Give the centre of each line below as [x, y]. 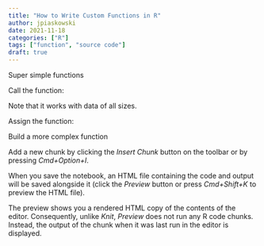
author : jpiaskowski [42, 23]
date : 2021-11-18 [37, 30]
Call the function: [36, 90]
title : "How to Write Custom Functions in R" [84, 15]
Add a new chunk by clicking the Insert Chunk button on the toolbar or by [128, 152]
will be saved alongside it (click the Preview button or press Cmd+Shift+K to [132, 184]
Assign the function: [41, 121]
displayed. [25, 233]
